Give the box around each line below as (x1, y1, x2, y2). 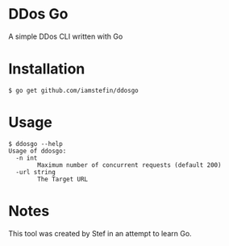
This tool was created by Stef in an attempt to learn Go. (8, 228, 192, 238)
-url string (15, 168, 56, 176)
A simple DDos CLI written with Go (8, 31, 123, 41)
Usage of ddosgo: (8, 147, 67, 155)
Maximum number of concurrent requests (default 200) (37, 161, 222, 169)
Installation (8, 60, 85, 78)
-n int (15, 154, 38, 162)
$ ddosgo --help (8, 140, 63, 148)
